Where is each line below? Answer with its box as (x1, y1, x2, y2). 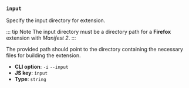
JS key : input (14, 69, 48, 76)
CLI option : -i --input (14, 64, 69, 71)
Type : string (14, 76, 46, 83)
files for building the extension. (6, 52, 81, 59)
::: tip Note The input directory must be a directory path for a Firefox (6, 29, 171, 36)
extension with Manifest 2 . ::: (6, 34, 76, 41)
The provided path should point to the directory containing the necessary (6, 46, 184, 53)
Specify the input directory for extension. (6, 17, 106, 24)
